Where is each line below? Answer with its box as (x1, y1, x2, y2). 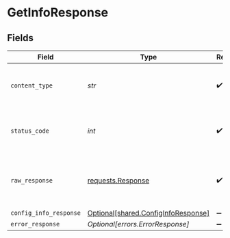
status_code (10, 127, 50, 135)
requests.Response (87, 176, 150, 185)
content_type (10, 82, 53, 90)
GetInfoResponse (7, 5, 109, 21)
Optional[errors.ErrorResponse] (87, 220, 190, 228)
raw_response (10, 176, 53, 184)
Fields (7, 32, 34, 44)
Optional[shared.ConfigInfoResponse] (87, 209, 210, 217)
